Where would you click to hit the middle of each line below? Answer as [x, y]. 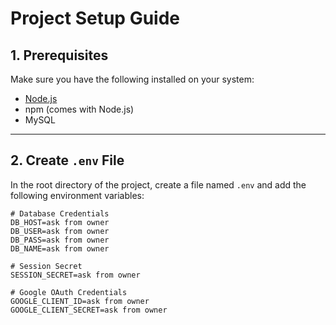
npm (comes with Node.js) [79, 109]
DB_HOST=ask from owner [60, 222]
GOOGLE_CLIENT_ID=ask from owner [80, 301]
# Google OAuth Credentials [69, 292]
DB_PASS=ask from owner [60, 240]
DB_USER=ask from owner [60, 231]
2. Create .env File [67, 160]
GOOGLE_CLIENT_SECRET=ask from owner [89, 310]
